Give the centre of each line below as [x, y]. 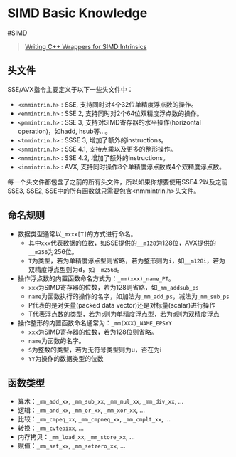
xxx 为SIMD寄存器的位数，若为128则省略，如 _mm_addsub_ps [113, 287]
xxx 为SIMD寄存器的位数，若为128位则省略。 [93, 332]
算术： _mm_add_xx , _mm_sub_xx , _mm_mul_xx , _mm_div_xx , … [101, 401]
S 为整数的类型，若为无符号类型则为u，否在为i [95, 350]
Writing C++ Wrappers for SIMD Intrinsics [86, 46]
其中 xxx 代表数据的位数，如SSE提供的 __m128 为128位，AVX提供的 [122, 243]
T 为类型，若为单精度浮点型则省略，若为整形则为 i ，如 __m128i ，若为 [127, 261]
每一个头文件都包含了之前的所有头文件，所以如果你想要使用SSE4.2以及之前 [118, 182]
